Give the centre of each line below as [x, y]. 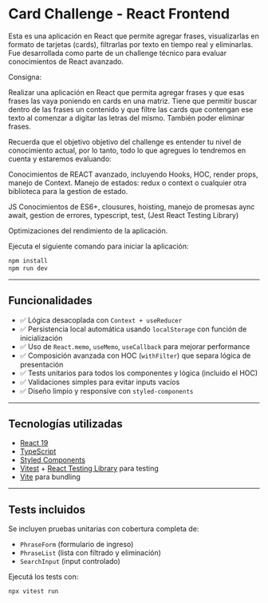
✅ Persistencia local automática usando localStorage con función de [133, 329]
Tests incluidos [47, 509]
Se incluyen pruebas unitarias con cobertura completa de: [104, 529]
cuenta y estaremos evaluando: [60, 159]
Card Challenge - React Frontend [119, 14]
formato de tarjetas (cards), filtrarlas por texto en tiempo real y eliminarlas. [131, 44]
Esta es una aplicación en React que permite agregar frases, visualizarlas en [134, 36]
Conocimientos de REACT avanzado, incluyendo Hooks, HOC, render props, [133, 174]
